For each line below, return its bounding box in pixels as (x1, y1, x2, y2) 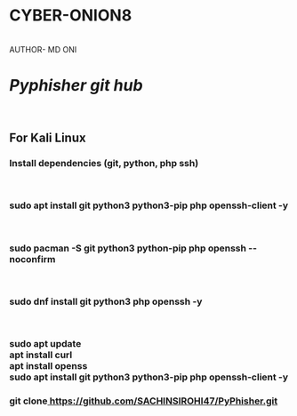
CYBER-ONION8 (9, 5, 132, 26)
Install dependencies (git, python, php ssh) (9, 157, 199, 170)
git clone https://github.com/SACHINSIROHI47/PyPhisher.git (9, 395, 278, 407)
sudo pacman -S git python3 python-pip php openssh (9, 242, 247, 254)
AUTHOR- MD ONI (9, 44, 77, 54)
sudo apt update (9, 338, 82, 350)
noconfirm (9, 252, 56, 265)
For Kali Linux (9, 131, 86, 146)
